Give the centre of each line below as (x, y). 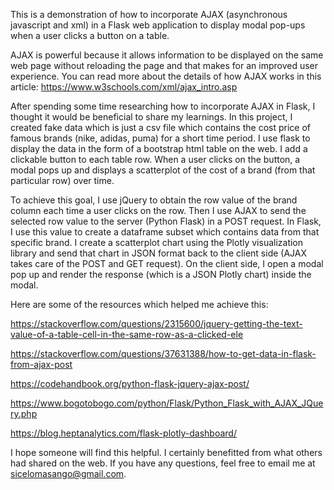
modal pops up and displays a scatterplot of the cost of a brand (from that (163, 170)
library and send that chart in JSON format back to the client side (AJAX (158, 253)
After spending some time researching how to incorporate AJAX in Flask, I (163, 106)
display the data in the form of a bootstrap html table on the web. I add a (159, 148)
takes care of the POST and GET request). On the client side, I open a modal (167, 263)
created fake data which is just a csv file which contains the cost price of (160, 127)
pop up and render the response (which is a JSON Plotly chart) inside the (161, 274)
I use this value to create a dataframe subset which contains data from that (165, 232)
